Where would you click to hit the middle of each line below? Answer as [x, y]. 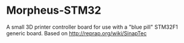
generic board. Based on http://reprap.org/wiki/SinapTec [76, 33]
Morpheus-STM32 [54, 10]
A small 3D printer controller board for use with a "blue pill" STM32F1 [92, 27]
